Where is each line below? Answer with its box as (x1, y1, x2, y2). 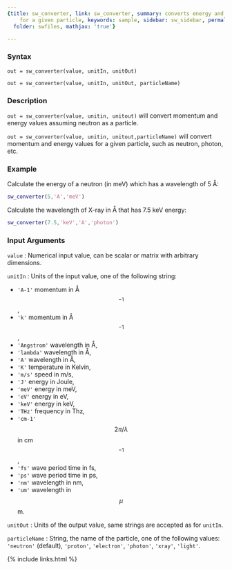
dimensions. (7, 259, 42, 267)
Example (7, 164, 37, 174)
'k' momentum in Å (17, 313, 74, 322)
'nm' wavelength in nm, (17, 478, 84, 487)
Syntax (7, 52, 32, 62)
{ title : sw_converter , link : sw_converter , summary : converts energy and (7, 10, 224, 17)
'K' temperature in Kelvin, (17, 363, 91, 371)
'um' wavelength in (17, 486, 72, 494)
